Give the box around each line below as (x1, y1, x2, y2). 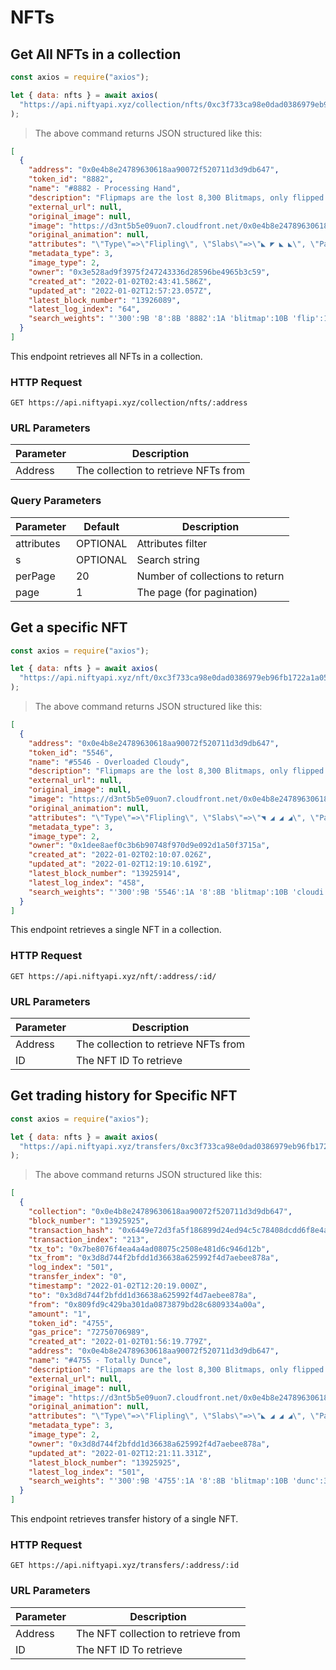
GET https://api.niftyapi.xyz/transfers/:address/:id (10, 1561, 240, 1571)
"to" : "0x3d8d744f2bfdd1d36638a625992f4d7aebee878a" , (28, 1290, 257, 1300)
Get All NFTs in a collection (10, 46, 182, 63)
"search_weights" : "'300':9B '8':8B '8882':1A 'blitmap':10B (28, 314, 288, 324)
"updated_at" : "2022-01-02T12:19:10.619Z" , (28, 859, 213, 870)
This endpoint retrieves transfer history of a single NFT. (10, 1513, 239, 1525)
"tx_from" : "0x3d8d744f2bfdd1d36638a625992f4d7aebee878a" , (28, 1253, 280, 1263)
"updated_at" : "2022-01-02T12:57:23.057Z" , (28, 286, 213, 296)
